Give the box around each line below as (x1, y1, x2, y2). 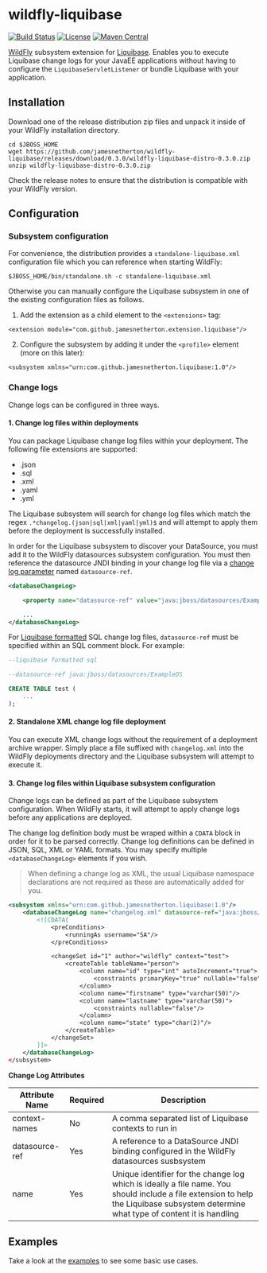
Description (161, 1094, 207, 1105)
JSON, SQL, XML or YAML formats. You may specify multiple (8, 845, 208, 855)
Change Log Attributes (8, 1070, 85, 1080)
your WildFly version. (8, 184, 78, 193)
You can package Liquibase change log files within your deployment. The (8, 436, 249, 445)
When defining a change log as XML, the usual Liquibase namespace (27, 869, 254, 879)
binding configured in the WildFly (111, 1145, 236, 1156)
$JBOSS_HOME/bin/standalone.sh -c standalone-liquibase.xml (8, 273, 212, 281)
